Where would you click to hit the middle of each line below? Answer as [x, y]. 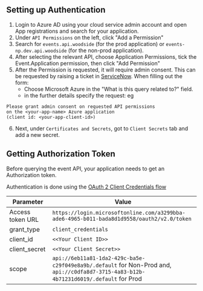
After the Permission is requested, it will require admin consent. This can [105, 70]
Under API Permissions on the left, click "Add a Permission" [89, 37]
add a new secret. [37, 135]
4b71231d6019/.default [85, 279]
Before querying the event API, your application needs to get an [85, 169]
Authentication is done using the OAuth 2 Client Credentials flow [86, 187]
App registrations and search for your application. [77, 31]
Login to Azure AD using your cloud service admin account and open [101, 24]
